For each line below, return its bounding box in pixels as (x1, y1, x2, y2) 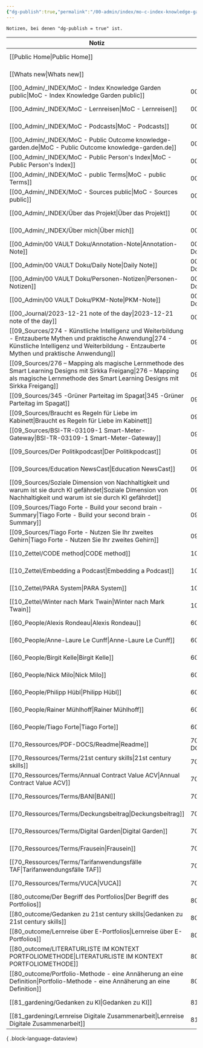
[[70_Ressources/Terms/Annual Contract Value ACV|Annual (9, 771, 180, 779)
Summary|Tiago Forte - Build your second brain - (9, 511, 152, 519)
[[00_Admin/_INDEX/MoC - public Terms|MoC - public (9, 170, 166, 179)
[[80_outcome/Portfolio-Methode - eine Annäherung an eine (9, 970, 184, 978)
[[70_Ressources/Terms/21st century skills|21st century (9, 753, 171, 762)
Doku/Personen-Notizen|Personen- (75, 274, 178, 283)
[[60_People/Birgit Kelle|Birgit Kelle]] (9, 653, 114, 662)
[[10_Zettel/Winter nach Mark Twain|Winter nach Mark (9, 597, 165, 605)
